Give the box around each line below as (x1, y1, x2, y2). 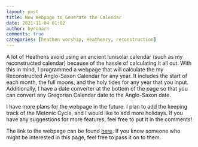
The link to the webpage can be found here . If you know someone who (6, 127, 181, 134)
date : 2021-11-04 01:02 (6, 20, 66, 26)
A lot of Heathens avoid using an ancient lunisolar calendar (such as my (6, 53, 183, 60)
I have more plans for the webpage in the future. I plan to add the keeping (6, 103, 188, 110)
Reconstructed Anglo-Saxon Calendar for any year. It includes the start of (6, 73, 187, 79)
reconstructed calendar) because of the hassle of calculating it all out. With (6, 59, 192, 67)
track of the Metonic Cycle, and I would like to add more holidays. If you (6, 109, 184, 116)
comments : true (6, 31, 44, 37)
